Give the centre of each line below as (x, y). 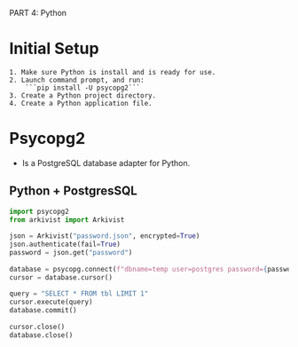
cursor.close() (37, 327)
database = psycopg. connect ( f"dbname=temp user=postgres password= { (138, 269)
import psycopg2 (39, 211)
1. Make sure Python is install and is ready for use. (113, 72)
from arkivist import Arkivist (67, 220)
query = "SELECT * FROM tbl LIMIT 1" (79, 294)
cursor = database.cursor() (61, 277)
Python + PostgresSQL (73, 191)
